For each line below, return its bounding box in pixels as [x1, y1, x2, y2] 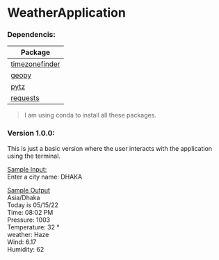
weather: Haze [7, 230, 49, 238]
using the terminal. [7, 152, 61, 160]
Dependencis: [7, 30, 56, 40]
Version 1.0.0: [7, 129, 56, 138]
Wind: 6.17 [7, 238, 37, 246]
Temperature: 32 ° [7, 222, 60, 231]
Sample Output [7, 186, 51, 194]
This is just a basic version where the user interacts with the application [7, 144, 213, 152]
